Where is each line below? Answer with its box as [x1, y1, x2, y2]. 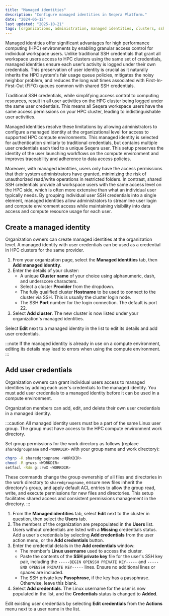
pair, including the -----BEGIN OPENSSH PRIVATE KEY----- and [20, 559, 147, 565]
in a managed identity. [5, 410, 51, 416]
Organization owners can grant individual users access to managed [5, 379, 145, 385]
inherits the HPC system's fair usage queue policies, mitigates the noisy [5, 72, 154, 78]
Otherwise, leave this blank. [20, 580, 78, 586]
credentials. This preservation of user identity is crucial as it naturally [5, 66, 148, 73]
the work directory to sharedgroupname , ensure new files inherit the [5, 480, 142, 486]
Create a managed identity [5, 223, 91, 232]
